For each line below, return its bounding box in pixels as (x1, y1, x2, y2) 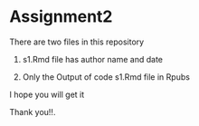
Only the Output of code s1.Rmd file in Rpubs (22, 71, 190, 82)
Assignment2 (9, 6, 113, 27)
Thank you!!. (9, 106, 56, 117)
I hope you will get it (9, 89, 85, 100)
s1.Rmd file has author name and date (22, 53, 164, 64)
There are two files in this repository (9, 36, 145, 47)
